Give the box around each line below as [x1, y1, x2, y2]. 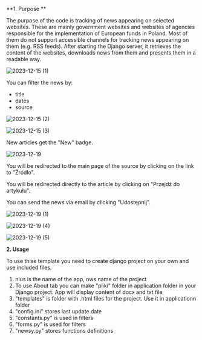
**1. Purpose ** [6, 5, 47, 12]
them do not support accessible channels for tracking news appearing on [6, 36, 189, 43]
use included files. [6, 264, 52, 271]
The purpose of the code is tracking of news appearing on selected [6, 17, 175, 24]
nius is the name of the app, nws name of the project [15, 276, 147, 282]
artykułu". [6, 187, 31, 194]
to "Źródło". [6, 169, 35, 176]
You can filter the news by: [6, 79, 73, 86]
